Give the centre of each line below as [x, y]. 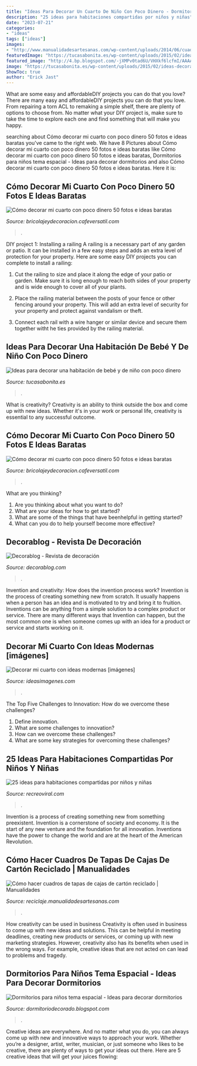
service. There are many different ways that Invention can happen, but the [96, 615]
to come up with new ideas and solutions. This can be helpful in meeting [94, 930]
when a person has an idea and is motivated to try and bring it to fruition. [94, 603]
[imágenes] [28, 655]
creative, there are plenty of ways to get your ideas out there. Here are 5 [94, 1050]
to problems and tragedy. [37, 955]
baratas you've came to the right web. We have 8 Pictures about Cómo [91, 143]
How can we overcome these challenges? [65, 734]
